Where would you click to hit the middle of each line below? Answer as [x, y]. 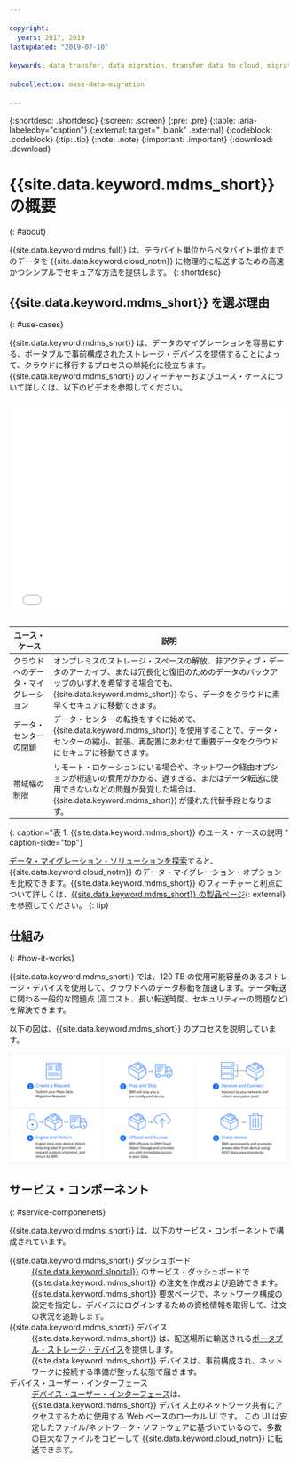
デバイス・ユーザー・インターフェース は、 [109, 1394]
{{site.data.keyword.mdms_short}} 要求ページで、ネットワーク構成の [157, 1293]
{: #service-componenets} [58, 1212]
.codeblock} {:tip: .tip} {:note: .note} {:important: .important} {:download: [141, 139]
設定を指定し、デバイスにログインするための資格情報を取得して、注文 [159, 1305]
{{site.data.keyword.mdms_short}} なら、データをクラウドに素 [167, 695]
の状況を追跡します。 [70, 1315]
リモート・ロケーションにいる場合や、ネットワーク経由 [154, 767]
